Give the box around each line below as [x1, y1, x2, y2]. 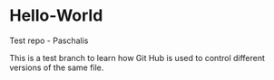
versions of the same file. [9, 62, 104, 73]
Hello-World [9, 5, 103, 26]
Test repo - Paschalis [9, 35, 89, 46]
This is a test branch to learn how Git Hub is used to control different [9, 52, 266, 63]
